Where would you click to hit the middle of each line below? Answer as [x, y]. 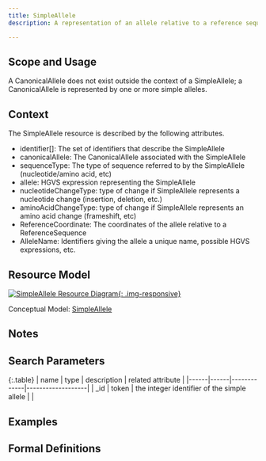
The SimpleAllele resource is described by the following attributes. [116, 133]
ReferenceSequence [53, 233]
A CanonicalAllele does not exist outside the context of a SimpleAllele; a [125, 81]
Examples [33, 422]
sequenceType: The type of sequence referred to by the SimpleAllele [132, 166]
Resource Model [49, 274]
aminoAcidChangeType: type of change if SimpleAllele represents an [131, 208]
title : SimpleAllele [42, 15]
